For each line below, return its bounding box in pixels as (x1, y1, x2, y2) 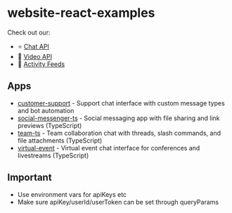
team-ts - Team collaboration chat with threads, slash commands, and (17, 129, 221, 137)
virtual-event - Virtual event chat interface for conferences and (17, 143, 200, 152)
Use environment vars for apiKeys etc (17, 190, 127, 198)
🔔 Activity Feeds (17, 60, 65, 68)
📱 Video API (17, 52, 53, 60)
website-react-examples (7, 5, 155, 21)
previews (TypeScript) (17, 121, 82, 129)
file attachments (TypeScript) (17, 136, 103, 145)
